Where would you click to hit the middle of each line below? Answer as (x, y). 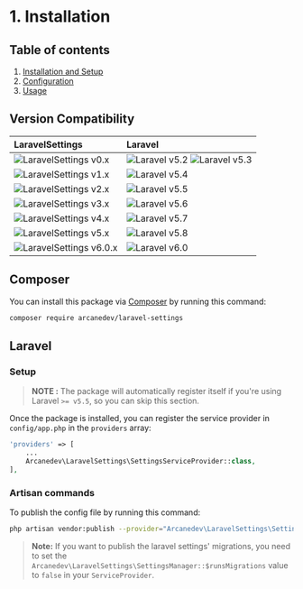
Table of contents (60, 50)
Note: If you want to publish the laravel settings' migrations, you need (161, 546)
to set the (49, 556)
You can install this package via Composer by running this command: (138, 301)
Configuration (48, 81)
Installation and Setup (63, 71)
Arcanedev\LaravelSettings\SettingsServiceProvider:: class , (141, 461)
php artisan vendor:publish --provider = (87, 529)
